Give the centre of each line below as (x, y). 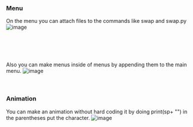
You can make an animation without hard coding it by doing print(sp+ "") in (97, 111)
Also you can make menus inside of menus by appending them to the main (96, 65)
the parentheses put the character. (48, 118)
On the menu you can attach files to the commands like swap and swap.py (96, 21)
